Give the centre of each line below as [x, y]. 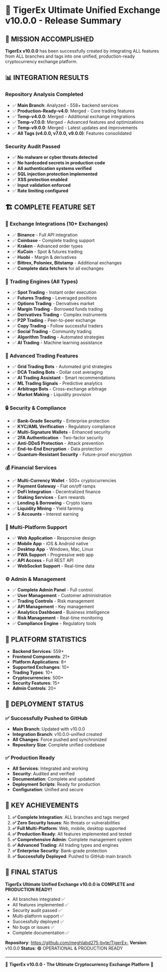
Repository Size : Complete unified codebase [59, 744]
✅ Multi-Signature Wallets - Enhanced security [61, 432]
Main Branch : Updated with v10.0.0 [49, 729]
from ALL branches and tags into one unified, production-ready [70, 56]
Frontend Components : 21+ [41, 657]
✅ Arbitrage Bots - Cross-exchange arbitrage [59, 389]
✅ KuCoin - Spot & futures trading [47, 251]
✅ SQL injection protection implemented [55, 174]
